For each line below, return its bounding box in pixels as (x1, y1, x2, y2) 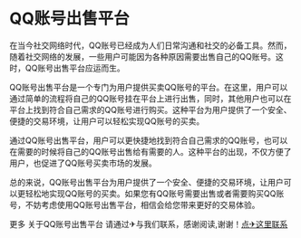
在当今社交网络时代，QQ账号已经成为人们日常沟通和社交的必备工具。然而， (9, 40, 292, 51)
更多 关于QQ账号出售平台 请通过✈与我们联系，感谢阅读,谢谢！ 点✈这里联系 (9, 218, 288, 229)
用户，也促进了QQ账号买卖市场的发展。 (9, 157, 157, 168)
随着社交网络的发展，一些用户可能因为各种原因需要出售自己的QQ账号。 (9, 51, 277, 62)
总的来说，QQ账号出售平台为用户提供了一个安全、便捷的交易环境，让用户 (9, 176, 284, 187)
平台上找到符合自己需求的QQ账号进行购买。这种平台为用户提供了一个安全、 (9, 104, 292, 115)
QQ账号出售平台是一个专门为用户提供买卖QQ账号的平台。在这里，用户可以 (9, 81, 288, 92)
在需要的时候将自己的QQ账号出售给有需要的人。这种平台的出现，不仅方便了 (9, 146, 292, 157)
